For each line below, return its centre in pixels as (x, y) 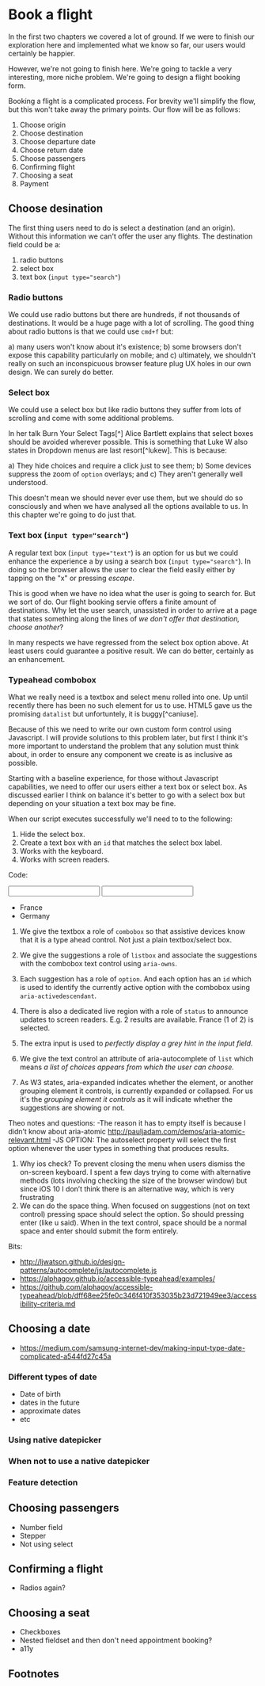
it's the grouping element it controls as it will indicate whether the (126, 1099)
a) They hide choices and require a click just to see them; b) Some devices (130, 466)
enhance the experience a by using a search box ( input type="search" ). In (130, 561)
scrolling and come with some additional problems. (91, 419)
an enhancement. (37, 659)
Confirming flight (47, 166)
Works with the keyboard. (62, 851)
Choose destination (51, 133)
